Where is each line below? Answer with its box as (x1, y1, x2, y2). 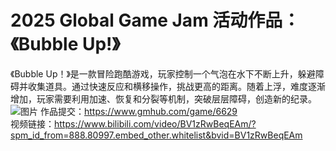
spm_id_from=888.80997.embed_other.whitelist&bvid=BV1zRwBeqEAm (10, 129, 303, 141)
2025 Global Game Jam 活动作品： (10, 9, 301, 32)
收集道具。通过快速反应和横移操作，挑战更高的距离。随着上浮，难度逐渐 (27, 80, 326, 92)
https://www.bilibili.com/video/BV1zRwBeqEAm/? (54, 117, 257, 130)
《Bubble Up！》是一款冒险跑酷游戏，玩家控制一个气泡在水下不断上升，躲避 (10, 67, 316, 80)
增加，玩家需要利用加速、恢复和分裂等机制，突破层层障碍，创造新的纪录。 (10, 92, 317, 105)
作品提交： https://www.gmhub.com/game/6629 (39, 105, 238, 117)
